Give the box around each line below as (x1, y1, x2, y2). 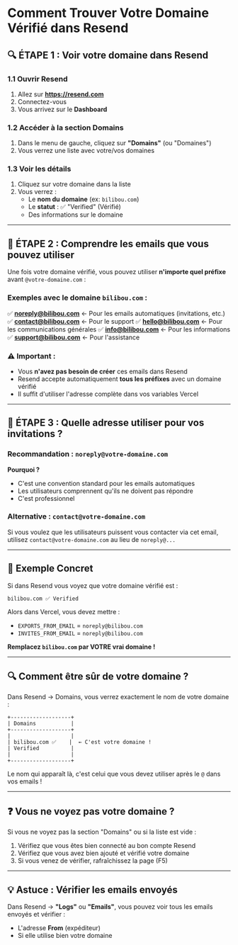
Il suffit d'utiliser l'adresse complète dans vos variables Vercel (17, 390, 199, 398)
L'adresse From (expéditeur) (17, 924, 101, 932)
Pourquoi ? (7, 465, 40, 474)
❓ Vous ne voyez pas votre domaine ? (7, 805, 175, 817)
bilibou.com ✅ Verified (7, 595, 79, 602)
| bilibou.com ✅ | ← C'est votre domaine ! (7, 739, 152, 746)
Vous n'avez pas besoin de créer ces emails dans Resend (17, 367, 188, 375)
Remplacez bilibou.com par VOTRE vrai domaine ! (7, 643, 156, 651)
